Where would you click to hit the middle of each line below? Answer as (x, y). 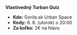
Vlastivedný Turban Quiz (33, 7)
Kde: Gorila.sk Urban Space (42, 17)
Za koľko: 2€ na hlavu (36, 28)
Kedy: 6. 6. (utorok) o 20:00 (42, 23)
